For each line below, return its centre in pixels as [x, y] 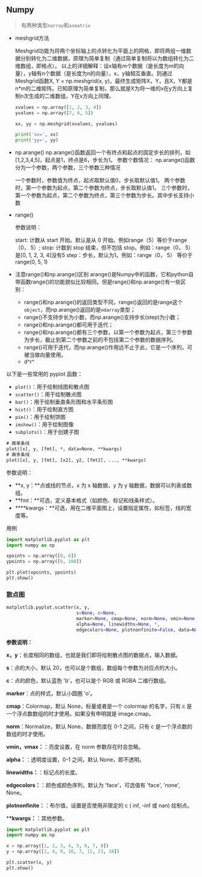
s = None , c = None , [96, 613]
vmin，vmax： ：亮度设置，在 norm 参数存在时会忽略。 [75, 746]
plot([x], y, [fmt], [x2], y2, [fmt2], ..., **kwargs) [76, 460]
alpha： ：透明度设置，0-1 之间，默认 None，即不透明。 [75, 759]
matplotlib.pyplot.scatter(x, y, [48, 607]
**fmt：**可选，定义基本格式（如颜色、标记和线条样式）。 [86, 500]
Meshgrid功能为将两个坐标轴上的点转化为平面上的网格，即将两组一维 [100, 51]
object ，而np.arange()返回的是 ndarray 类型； [80, 310]
